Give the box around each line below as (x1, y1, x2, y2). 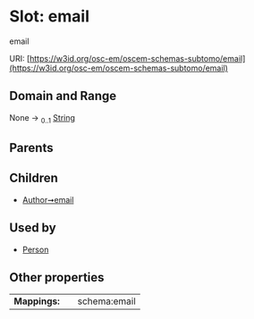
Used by (9, 221, 56, 236)
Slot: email (9, 6, 89, 27)
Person (21, 244, 49, 255)
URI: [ (9, 53, 30, 63)
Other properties (9, 270, 105, 285)
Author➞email (21, 194, 74, 205)
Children (9, 171, 58, 186)
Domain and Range (9, 88, 117, 104)
